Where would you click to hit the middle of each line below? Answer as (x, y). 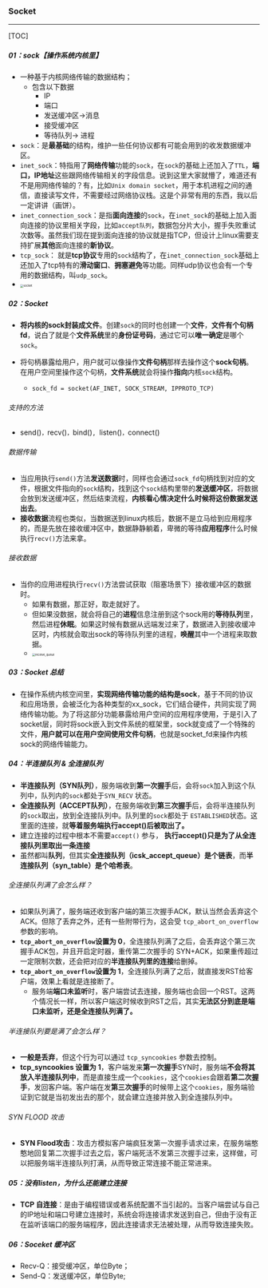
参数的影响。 (41, 931)
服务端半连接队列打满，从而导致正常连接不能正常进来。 (125, 1163)
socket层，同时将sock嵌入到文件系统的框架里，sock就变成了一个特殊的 (137, 724)
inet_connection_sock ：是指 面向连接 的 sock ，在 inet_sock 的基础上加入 (135, 215)
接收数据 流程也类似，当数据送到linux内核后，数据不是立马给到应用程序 (136, 518)
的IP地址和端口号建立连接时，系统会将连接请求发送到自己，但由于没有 (135, 1214)
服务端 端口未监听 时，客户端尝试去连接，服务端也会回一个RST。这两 (143, 991)
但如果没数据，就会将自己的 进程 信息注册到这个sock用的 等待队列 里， (144, 614)
